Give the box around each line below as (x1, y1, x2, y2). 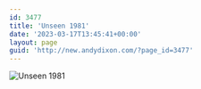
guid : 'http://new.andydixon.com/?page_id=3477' (9, 46, 194, 55)
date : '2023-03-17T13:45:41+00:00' (9, 29, 142, 38)
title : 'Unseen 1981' (9, 21, 90, 30)
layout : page (9, 37, 58, 47)
